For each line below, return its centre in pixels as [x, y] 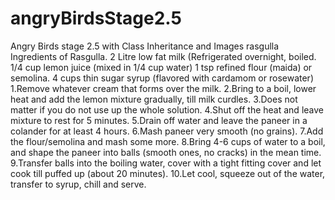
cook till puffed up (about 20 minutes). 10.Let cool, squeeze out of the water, [168, 173]
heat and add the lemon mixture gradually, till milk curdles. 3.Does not [154, 99]
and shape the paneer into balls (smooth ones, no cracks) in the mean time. [166, 152]
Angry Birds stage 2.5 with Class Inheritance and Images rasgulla [145, 46]
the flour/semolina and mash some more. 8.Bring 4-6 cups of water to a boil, [168, 141]
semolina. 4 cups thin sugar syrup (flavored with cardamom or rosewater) [162, 78]
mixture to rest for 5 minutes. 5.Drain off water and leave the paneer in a [159, 120]
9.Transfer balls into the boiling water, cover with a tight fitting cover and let [166, 163]
